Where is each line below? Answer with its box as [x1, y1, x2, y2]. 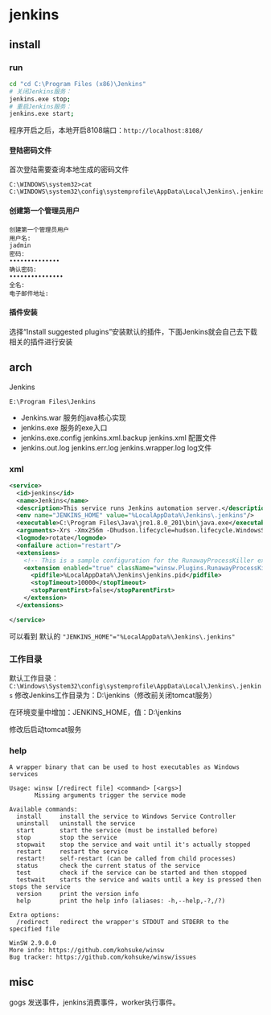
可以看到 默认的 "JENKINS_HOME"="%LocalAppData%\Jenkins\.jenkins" [9, 631, 236, 641]
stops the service [9, 883, 71, 891]
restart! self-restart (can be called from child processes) [16, 855, 236, 863]
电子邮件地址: [9, 290, 49, 298]
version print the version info [16, 890, 139, 898]
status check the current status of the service [16, 862, 200, 870]
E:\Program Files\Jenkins [9, 397, 96, 405]
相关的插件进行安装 [9, 336, 73, 347]
